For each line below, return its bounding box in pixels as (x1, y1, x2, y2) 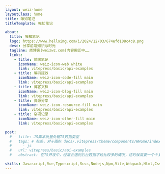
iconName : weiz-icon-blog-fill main (18, 89, 93, 94)
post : (5, 129, 16, 135)
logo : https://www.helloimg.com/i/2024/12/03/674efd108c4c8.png (9, 39, 144, 44)
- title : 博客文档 (14, 84, 49, 89)
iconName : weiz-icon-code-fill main (18, 75, 93, 80)
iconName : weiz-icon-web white (18, 62, 82, 67)
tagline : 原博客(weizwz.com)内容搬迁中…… (9, 48, 90, 53)
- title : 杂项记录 (14, 112, 49, 117)
